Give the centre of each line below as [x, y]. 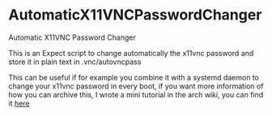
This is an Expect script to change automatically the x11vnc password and [131, 53]
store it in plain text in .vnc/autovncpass [75, 62]
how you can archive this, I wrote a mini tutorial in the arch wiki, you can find [136, 94]
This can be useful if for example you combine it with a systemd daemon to [134, 77]
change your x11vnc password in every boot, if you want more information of [136, 86]
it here [19, 103]
